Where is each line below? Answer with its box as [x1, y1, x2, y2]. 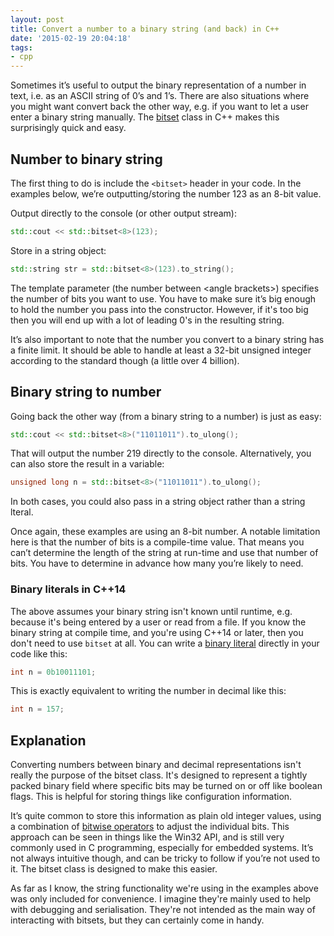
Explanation [10, 732, 87, 749]
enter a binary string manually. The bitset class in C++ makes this [10, 111, 280, 123]
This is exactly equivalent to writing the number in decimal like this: [10, 685, 287, 697]
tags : [10, 42, 33, 53]
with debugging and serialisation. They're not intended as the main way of [10, 904, 316, 916]
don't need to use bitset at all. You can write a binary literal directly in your [10, 637, 320, 649]
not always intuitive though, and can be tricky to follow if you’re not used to [10, 852, 321, 865]
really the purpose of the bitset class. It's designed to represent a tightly [10, 769, 308, 781]
